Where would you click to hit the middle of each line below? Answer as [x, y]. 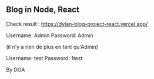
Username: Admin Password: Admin [50, 35]
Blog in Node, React [43, 10]
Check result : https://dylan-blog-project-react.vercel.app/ [77, 24]
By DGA [16, 70]
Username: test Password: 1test [44, 58]
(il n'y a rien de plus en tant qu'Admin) [52, 47]
